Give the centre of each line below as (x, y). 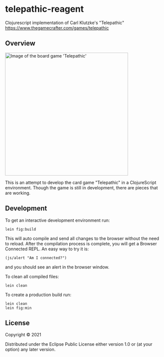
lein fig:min (18, 308)
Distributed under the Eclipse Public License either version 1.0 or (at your (79, 344)
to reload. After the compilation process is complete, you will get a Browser (81, 243)
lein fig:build (21, 229)
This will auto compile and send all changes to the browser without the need (82, 238)
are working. (18, 193)
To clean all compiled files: (32, 276)
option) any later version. (30, 350)
